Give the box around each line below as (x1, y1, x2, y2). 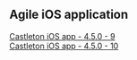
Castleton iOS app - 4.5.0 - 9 (9, 30, 116, 41)
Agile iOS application (9, 7, 129, 22)
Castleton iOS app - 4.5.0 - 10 (9, 40, 119, 51)
